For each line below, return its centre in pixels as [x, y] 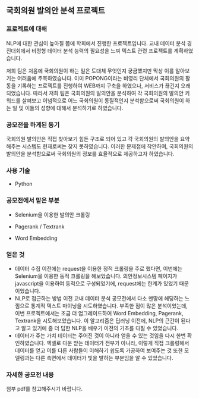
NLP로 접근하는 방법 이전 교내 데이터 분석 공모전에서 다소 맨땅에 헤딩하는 [99, 298]
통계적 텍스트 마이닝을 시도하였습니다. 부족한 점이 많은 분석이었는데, [109, 306]
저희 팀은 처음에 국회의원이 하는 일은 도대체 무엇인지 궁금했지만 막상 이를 [90, 71]
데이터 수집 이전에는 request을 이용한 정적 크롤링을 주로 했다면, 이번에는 [99, 268]
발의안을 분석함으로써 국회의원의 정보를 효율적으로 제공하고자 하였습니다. [90, 153]
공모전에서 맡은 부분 [33, 200]
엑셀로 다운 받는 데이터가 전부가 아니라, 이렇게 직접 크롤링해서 [118, 343]
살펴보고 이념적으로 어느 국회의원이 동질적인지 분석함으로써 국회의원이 [103, 101]
